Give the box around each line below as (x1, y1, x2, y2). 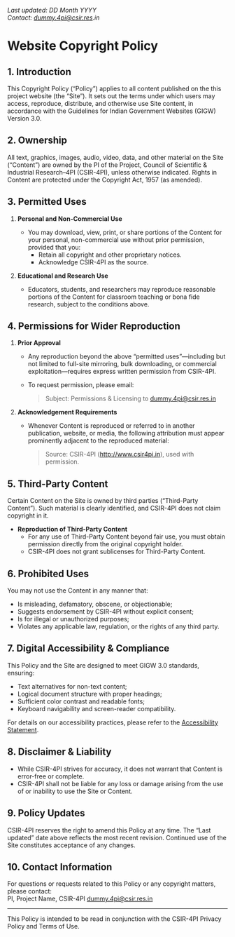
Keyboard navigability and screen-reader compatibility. (17, 704, 176, 713)
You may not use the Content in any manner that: (7, 586, 148, 595)
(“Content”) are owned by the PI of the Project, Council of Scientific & (7, 161, 208, 169)
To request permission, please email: (27, 381, 134, 389)
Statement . (7, 725, 39, 734)
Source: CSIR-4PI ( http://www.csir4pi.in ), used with (45, 450, 194, 459)
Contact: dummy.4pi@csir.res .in (7, 13, 100, 22)
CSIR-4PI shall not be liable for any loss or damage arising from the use (17, 779, 224, 788)
